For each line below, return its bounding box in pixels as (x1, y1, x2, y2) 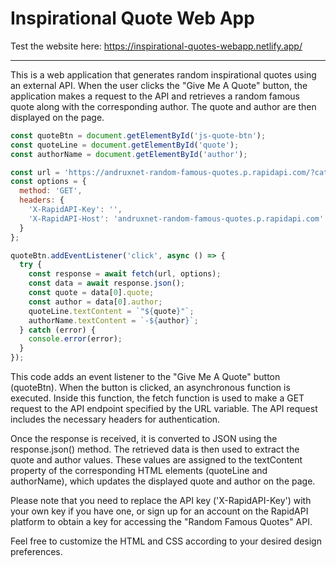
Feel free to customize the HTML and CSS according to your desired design (10, 535, 322, 547)
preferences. (10, 546, 63, 558)
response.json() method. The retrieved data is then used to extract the (10, 443, 300, 456)
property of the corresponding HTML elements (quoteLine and (10, 465, 268, 477)
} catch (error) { (19, 325, 97, 335)
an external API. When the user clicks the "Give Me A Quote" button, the (10, 79, 308, 91)
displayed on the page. (10, 111, 105, 123)
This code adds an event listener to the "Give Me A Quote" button (10, 371, 281, 383)
